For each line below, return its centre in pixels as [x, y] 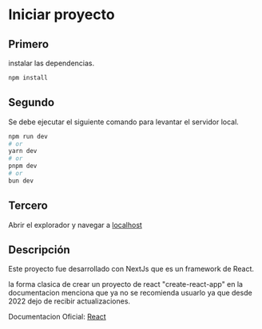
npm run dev [28, 136]
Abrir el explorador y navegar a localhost [75, 225]
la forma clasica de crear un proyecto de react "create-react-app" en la [126, 284]
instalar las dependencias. [52, 63]
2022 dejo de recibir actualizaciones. [69, 301]
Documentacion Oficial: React [57, 317]
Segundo [31, 102]
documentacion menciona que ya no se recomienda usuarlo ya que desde [131, 293]
